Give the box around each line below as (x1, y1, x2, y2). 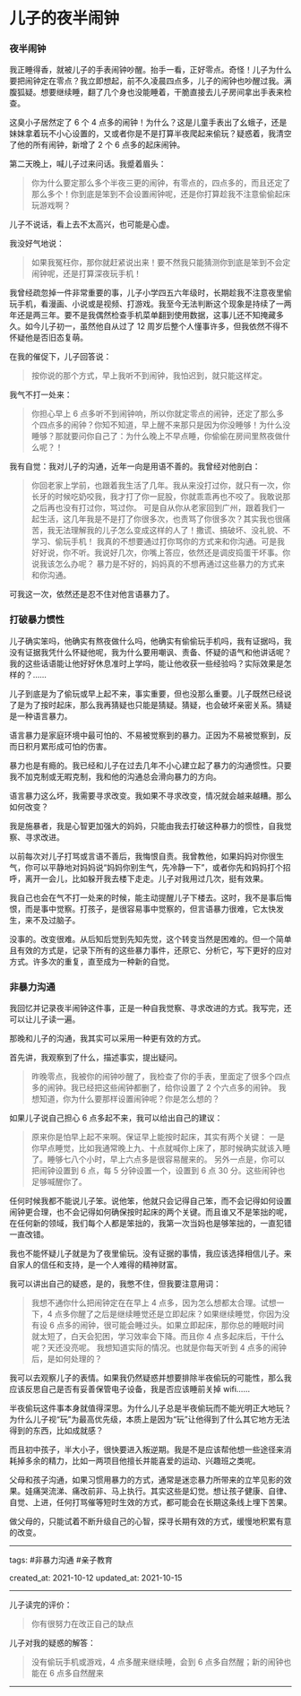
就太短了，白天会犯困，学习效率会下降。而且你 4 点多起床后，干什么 (30, 1331, 285, 1342)
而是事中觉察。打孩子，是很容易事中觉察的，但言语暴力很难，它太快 (24, 903, 276, 914)
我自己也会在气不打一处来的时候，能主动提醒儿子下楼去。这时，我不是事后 (9, 892, 284, 903)
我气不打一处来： (9, 389, 73, 400)
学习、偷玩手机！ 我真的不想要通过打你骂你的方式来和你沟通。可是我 (30, 536, 285, 547)
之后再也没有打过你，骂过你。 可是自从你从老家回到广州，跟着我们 (30, 503, 278, 514)
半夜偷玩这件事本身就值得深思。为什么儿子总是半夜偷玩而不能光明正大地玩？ (9, 1403, 292, 1414)
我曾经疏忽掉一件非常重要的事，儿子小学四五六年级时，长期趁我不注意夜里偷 (9, 288, 292, 299)
